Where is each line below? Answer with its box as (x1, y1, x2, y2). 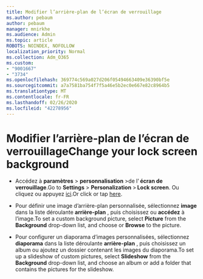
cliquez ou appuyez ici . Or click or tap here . (15, 190, 123, 198)
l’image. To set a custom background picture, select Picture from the (15, 215, 187, 222)
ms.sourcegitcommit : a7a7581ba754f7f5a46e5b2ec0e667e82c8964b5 (6, 83, 170, 89)
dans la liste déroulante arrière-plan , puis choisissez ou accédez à (15, 208, 185, 216)
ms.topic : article (6, 37, 53, 43)
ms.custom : (6, 60, 34, 66)
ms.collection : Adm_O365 (6, 54, 69, 60)
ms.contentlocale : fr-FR (6, 94, 69, 100)
